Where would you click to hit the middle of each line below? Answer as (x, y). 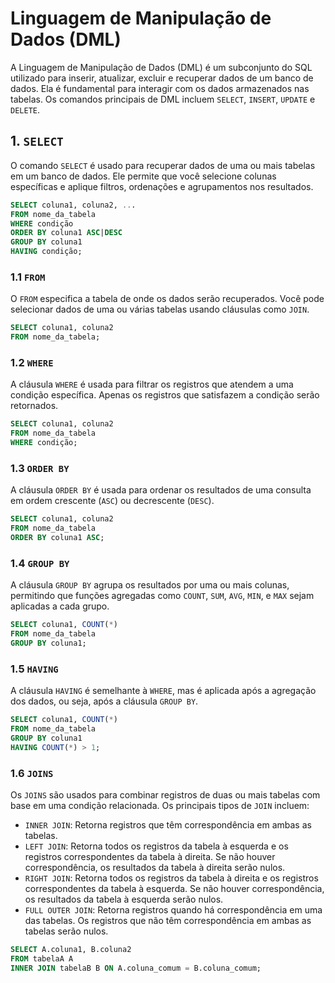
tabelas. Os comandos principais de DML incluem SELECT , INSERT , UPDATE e (163, 99)
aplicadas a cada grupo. (60, 606)
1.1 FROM (28, 277)
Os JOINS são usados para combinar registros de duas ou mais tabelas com (165, 794)
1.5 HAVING (34, 669)
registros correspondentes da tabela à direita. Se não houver (150, 856)
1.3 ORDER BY (40, 468)
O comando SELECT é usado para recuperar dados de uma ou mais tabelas (163, 165)
